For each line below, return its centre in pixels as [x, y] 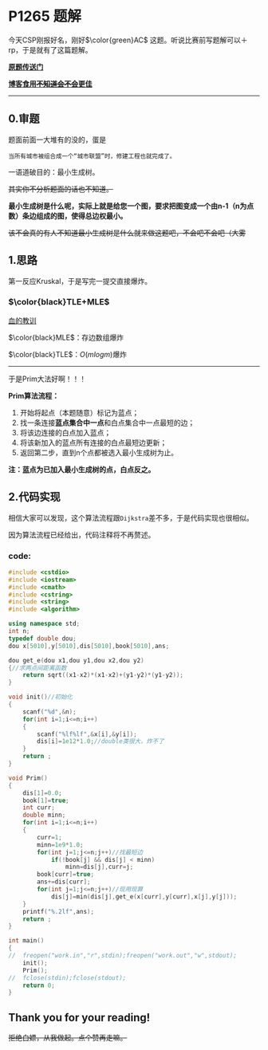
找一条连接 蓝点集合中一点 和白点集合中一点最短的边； [107, 423]
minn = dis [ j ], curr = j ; [99, 867]
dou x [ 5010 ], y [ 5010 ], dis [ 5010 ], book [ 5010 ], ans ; [89, 646]
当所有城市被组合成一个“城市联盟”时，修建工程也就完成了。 [92, 156]
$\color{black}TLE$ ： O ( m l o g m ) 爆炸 [68, 354]
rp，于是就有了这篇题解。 [51, 49]
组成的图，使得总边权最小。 [81, 215]
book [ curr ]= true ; [65, 875]
